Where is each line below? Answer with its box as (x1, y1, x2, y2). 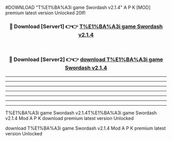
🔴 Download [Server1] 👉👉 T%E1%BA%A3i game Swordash (9, 23, 163, 30)
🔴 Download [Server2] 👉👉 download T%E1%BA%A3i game (9, 56, 163, 63)
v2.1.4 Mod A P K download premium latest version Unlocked (5, 115, 134, 121)
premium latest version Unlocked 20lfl (5, 10, 85, 16)
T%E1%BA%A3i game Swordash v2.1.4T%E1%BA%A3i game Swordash (5, 110, 157, 116)
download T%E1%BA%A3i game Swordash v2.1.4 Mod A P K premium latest (5, 125, 166, 131)
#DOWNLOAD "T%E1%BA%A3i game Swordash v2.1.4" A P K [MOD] (5, 5, 151, 10)
